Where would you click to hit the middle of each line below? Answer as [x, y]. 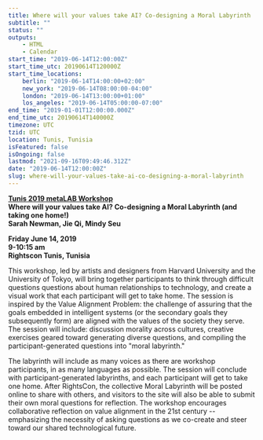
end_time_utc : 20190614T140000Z [61, 118]
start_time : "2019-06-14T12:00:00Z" [68, 60]
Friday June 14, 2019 [42, 238]
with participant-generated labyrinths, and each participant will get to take [128, 377]
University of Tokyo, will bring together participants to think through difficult [131, 279]
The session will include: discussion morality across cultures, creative [121, 329]
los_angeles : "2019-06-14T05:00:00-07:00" [93, 103]
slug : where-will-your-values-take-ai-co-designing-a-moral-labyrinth [126, 176]
